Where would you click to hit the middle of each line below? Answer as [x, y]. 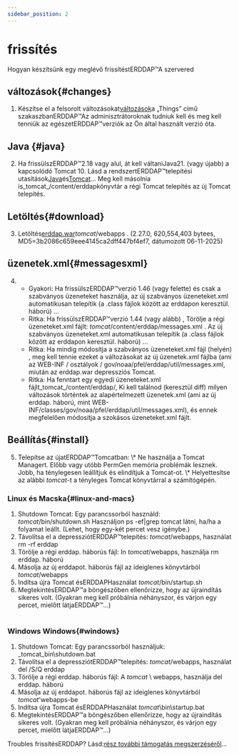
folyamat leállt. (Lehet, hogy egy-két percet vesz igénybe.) [104, 529]
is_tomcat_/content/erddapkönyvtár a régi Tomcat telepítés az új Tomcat [124, 186]
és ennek [204, 410]
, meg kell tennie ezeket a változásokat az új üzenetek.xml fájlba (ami [130, 356]
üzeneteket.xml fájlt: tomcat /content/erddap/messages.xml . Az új [126, 326]
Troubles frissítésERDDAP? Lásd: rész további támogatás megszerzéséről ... [117, 744]
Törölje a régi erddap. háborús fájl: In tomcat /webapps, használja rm [118, 551]
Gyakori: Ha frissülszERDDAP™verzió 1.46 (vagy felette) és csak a [124, 288]
